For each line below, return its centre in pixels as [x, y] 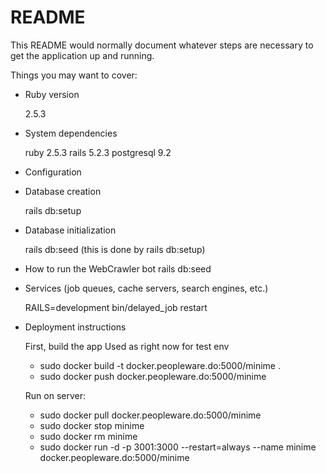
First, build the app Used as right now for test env [127, 346]
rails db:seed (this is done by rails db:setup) [115, 249]
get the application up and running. [82, 55]
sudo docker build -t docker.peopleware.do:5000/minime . [160, 365]
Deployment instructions [75, 327]
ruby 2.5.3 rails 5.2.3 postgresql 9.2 [98, 152]
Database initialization [70, 230]
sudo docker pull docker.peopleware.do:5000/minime [150, 415]
